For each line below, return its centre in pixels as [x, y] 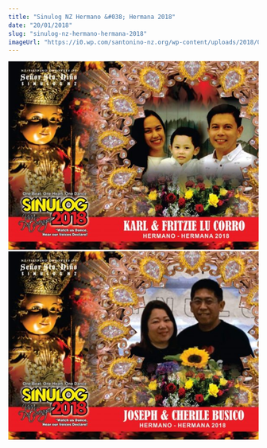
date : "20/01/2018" [41, 25]
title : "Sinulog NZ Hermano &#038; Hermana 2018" [92, 17]
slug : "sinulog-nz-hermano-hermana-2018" [78, 33]
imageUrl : [25, 42]
